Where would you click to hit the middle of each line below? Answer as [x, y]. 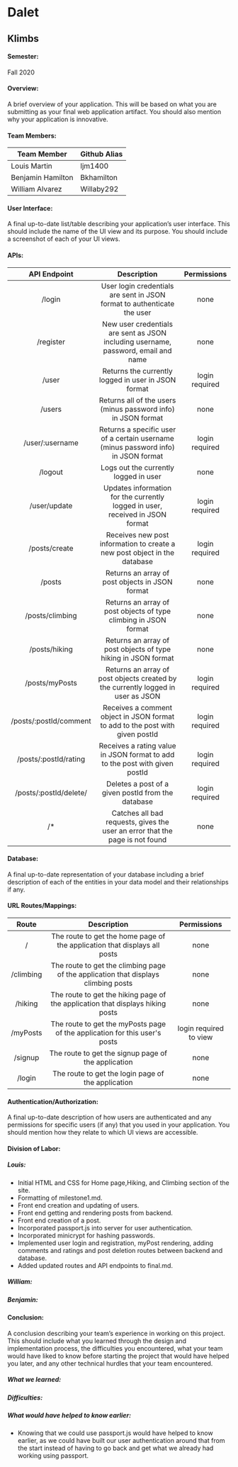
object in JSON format [137, 716]
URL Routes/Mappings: [42, 906]
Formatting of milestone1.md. [60, 1198]
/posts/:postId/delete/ [51, 792]
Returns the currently [137, 371]
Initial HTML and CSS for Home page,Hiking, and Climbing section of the [124, 1182]
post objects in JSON [137, 582]
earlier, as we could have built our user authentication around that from [121, 1441]
